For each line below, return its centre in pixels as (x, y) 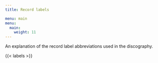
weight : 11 (25, 32)
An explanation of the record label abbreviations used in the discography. (79, 46)
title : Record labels (27, 10)
